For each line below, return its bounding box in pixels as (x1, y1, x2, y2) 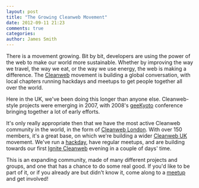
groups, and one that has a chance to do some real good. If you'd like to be (6, 162, 190, 170)
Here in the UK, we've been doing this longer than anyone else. (6, 95, 161, 103)
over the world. (6, 84, 43, 91)
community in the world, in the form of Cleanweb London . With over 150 (6, 126, 182, 133)
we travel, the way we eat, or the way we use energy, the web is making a (6, 65, 187, 72)
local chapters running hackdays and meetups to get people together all (6, 78, 182, 85)
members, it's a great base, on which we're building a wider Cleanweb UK (6, 132, 187, 139)
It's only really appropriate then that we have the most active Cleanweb (6, 120, 181, 126)
